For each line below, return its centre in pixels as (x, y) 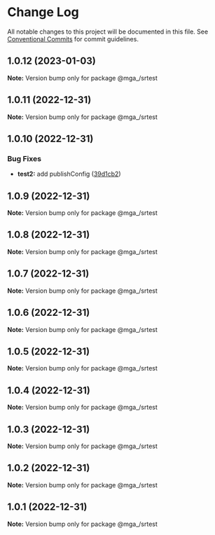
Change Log (43, 12)
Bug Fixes (25, 158)
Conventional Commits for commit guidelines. (73, 39)
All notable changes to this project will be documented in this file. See (108, 32)
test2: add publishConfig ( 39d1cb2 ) (69, 174)
